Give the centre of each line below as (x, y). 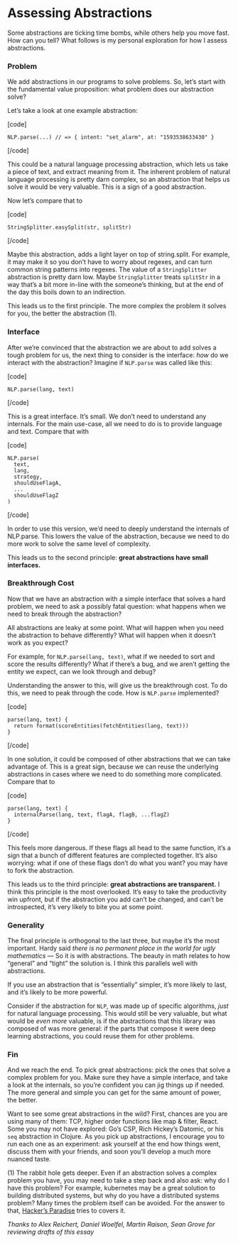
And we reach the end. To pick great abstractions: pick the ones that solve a (119, 1070)
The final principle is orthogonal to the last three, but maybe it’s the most (114, 941)
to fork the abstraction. (41, 870)
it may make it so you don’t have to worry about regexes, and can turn (110, 262)
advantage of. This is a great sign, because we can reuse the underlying (113, 766)
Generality (26, 925)
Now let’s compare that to (45, 201)
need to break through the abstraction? (65, 614)
